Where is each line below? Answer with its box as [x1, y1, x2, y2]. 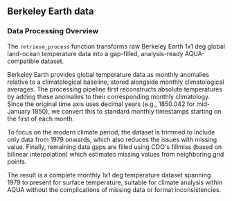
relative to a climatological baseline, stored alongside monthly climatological [7, 78, 224, 86]
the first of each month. [7, 114, 75, 123]
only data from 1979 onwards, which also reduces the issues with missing [7, 135, 217, 143]
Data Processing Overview [7, 26, 99, 36]
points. [7, 157, 27, 166]
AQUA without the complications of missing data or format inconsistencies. [7, 185, 222, 193]
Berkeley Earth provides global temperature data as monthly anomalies [7, 70, 210, 78]
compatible [7, 57, 39, 65]
